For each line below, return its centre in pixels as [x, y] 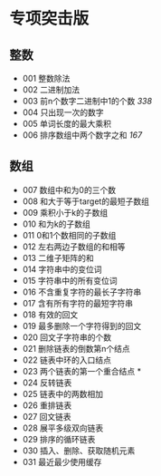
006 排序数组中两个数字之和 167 [82, 135]
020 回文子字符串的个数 [66, 337]
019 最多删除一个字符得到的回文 [82, 325]
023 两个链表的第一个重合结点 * [82, 371]
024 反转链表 [47, 383]
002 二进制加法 [51, 90]
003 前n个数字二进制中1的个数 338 [87, 101]
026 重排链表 [47, 405]
